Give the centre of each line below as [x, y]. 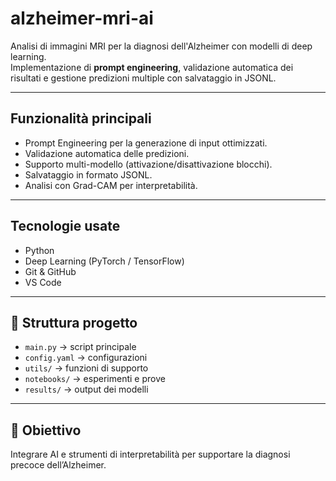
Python [39, 250]
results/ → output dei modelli [86, 389]
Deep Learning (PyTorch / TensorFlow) [104, 261]
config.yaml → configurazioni [86, 358]
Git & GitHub [50, 271]
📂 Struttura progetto [74, 322]
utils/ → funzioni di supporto [86, 368]
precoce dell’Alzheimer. [58, 465]
